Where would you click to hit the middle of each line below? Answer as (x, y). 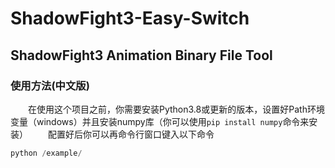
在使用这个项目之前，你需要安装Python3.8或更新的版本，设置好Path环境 (176, 109)
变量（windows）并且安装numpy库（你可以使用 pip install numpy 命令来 (160, 121)
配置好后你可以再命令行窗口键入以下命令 (131, 134)
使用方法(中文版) (50, 85)
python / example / (46, 153)
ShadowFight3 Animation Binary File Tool (141, 55)
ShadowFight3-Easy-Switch (130, 18)
